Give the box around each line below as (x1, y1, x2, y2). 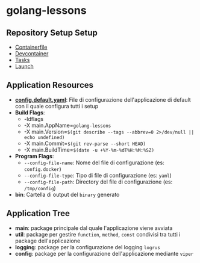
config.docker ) (23, 165, 61, 172)
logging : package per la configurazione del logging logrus (14, 243, 161, 250)
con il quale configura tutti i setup (14, 102, 99, 110)
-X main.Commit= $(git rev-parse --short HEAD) (23, 140, 146, 147)
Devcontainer (14, 50, 49, 57)
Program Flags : (14, 152, 54, 159)
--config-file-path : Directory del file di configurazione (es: (23, 178, 173, 185)
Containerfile (14, 43, 48, 51)
